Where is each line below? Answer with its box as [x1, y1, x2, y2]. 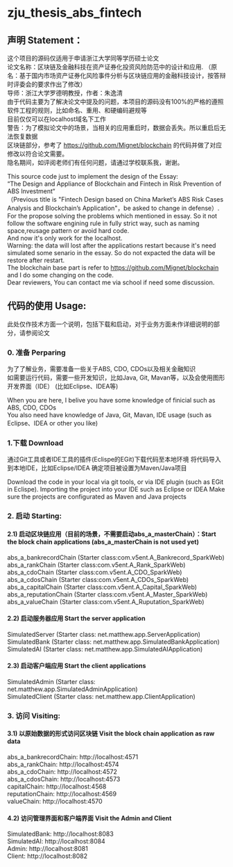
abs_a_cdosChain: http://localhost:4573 [7, 775, 121, 784]
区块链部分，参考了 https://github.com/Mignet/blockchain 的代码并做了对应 [7, 141, 223, 149]
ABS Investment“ [7, 187, 55, 195]
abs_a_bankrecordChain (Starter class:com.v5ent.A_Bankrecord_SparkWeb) [7, 553, 225, 561]
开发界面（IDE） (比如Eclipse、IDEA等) [7, 382, 119, 391]
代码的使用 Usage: [7, 300, 87, 312]
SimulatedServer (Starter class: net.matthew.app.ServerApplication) [7, 630, 201, 638]
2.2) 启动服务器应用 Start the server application [7, 614, 146, 623]
